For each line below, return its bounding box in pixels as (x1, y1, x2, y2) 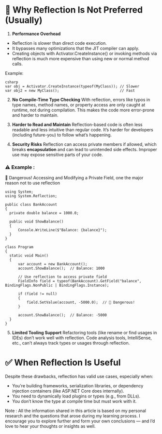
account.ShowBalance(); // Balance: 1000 (17, 266, 105, 271)
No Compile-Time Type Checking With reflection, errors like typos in (12, 97, 150, 103)
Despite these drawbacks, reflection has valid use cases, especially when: (5, 374, 153, 380)
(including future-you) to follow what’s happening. (12, 132, 112, 138)
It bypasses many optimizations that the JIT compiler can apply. (12, 45, 139, 51)
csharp (5, 80, 18, 85)
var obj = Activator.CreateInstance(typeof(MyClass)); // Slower (5, 84, 139, 89)
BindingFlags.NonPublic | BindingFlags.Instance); (5, 283, 109, 288)
